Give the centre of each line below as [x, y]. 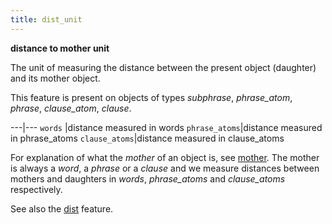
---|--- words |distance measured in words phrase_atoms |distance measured [166, 127]
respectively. [36, 189]
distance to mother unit [60, 48]
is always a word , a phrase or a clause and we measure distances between [165, 168]
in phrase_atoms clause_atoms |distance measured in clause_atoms [147, 138]
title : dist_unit [46, 19]
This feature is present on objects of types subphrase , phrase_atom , [151, 97]
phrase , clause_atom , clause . [71, 108]
